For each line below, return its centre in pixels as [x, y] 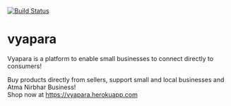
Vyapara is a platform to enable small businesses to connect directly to [111, 58]
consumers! [25, 66]
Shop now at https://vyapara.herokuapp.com [72, 94]
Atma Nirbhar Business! [42, 87]
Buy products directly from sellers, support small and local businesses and [116, 79]
